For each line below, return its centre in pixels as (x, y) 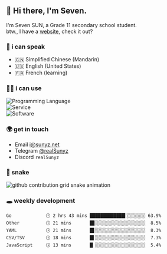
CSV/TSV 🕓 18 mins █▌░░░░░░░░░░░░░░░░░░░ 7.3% (84, 238)
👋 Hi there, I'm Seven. (47, 11)
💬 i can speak (26, 47)
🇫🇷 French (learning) (41, 73)
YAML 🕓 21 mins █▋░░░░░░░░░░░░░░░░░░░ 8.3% (84, 230)
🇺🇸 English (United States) (48, 66)
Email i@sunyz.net (37, 144)
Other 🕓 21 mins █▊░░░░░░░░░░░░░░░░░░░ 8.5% (84, 223)
